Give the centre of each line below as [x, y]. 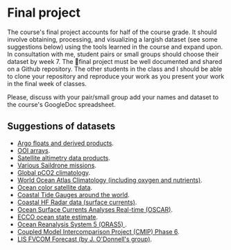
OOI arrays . [34, 150]
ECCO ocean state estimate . [58, 217]
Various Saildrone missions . [57, 165]
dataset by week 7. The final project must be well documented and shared [115, 61]
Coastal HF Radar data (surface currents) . [77, 202]
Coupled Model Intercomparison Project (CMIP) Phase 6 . [99, 231]
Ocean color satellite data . [54, 187]
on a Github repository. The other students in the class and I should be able [115, 69]
